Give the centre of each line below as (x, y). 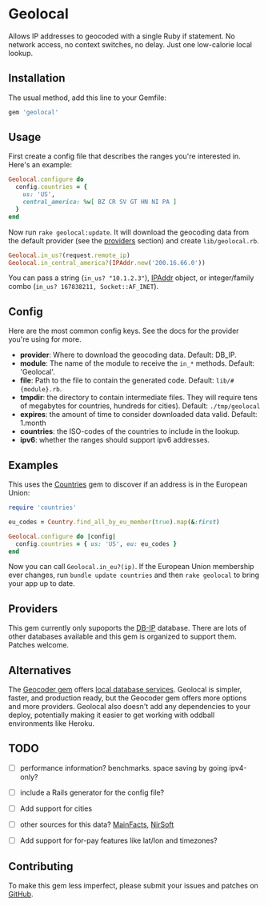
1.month (33, 423)
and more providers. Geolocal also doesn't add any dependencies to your (129, 707)
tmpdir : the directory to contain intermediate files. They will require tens (139, 398)
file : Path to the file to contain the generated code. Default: (117, 380)
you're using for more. (45, 339)
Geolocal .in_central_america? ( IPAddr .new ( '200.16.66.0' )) (107, 263)
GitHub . (21, 894)
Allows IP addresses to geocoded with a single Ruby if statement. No (122, 36)
